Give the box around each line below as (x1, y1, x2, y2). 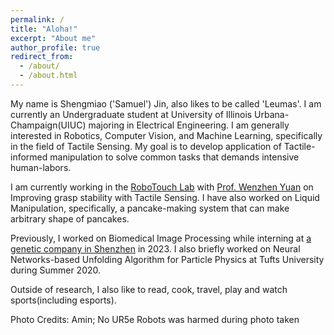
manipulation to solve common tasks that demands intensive (49, 151, 300, 163)
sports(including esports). (10, 294, 117, 306)
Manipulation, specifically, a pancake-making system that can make (10, 202, 290, 214)
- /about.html (19, 71, 78, 81)
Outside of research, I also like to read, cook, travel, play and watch (10, 283, 288, 295)
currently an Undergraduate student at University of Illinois (10, 108, 253, 120)
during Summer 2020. (10, 264, 102, 276)
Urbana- (254, 108, 290, 120)
